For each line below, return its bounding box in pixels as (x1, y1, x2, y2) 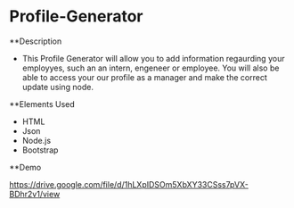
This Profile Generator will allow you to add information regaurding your (21, 53, 285, 63)
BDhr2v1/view (9, 188, 61, 199)
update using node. (21, 81, 94, 92)
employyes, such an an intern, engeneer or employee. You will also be (21, 62, 280, 73)
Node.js (21, 135, 52, 146)
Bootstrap (21, 145, 59, 155)
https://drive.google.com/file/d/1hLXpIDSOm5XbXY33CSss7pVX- (9, 179, 249, 189)
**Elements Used (9, 98, 76, 109)
